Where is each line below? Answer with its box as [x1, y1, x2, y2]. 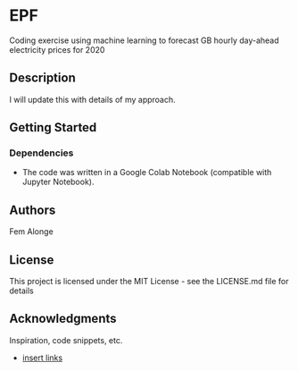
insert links [21, 352, 63, 363]
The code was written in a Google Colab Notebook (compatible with [21, 167, 272, 178]
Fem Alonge [9, 226, 54, 237]
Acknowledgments [9, 311, 118, 326]
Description [9, 71, 76, 86]
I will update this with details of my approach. [9, 94, 176, 105]
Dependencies [9, 147, 74, 159]
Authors [9, 202, 56, 217]
